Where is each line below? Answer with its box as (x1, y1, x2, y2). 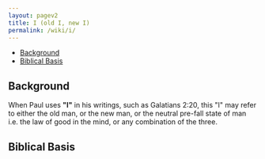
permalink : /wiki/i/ (8, 26, 77, 34)
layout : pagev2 (8, 11, 59, 20)
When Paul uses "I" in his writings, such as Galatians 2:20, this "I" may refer (8, 100, 257, 110)
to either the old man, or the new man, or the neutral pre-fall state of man (8, 108, 247, 119)
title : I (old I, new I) (8, 19, 90, 27)
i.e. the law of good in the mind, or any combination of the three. (8, 117, 218, 127)
